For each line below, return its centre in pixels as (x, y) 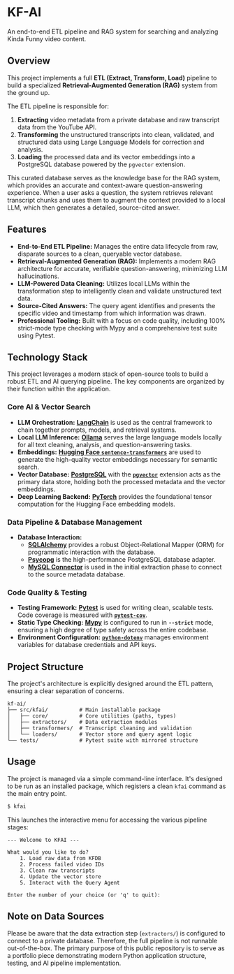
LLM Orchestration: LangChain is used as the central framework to (115, 422)
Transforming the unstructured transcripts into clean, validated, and (116, 134)
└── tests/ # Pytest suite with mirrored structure (103, 741)
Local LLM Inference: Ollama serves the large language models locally (119, 437)
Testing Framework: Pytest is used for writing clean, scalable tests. (116, 608)
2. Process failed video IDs (62, 864)
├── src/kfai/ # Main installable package (84, 710)
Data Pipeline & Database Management (75, 522)
